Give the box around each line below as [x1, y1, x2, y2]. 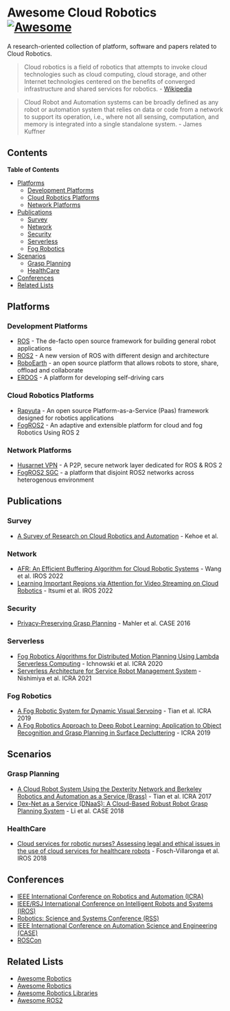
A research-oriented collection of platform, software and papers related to [7, 42, 217, 50]
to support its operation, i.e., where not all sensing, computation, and [23, 112, 219, 121]
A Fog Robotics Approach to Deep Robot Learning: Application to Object [16, 721, 222, 729]
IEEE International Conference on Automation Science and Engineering [16, 921, 218, 929]
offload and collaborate [16, 366, 84, 375]
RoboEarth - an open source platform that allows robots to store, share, [16, 359, 219, 367]
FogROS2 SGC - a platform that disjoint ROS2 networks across [16, 469, 194, 477]
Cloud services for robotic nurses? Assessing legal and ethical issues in [16, 839, 220, 847]
